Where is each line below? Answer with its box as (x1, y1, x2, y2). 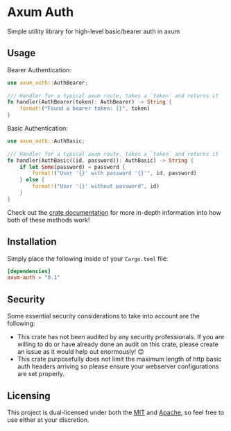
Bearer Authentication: (7, 65, 71, 74)
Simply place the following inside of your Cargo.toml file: (7, 254, 169, 263)
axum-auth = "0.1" (7, 274, 60, 282)
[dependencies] (7, 268, 51, 275)
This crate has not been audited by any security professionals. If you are (17, 333, 225, 341)
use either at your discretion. (7, 415, 89, 424)
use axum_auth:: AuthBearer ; (7, 79, 89, 86)
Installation (7, 236, 57, 247)
